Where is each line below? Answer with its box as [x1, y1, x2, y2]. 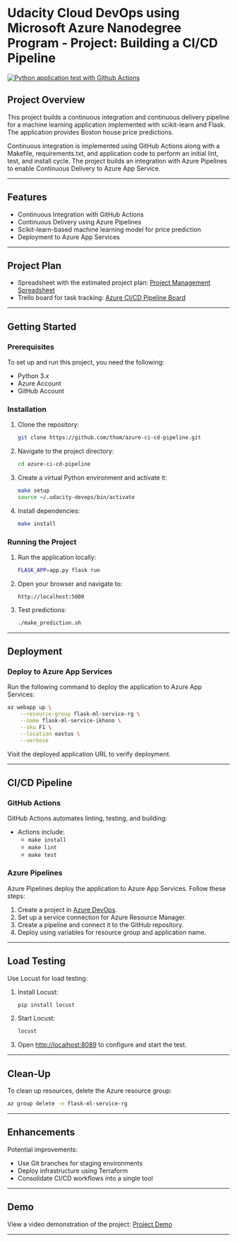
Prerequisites [7, 342, 54, 352]
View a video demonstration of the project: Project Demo [7, 1219, 173, 1229]
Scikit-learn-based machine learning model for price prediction [17, 225, 201, 234]
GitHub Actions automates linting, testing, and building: [7, 814, 168, 822]
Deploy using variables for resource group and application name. [17, 928, 207, 936]
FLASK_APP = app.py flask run [17, 567, 100, 574]
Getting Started [7, 321, 77, 333]
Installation [7, 404, 47, 414]
